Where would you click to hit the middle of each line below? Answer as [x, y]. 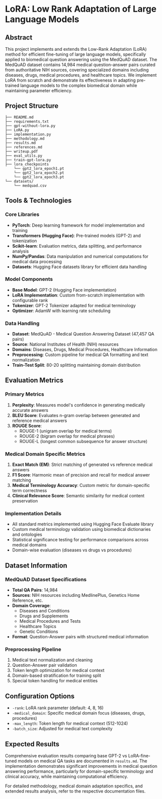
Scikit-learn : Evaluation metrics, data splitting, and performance [77, 246]
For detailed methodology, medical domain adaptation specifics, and [74, 786]
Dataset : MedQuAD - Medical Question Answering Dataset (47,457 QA [83, 334]
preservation [25, 501]
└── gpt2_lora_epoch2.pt [39, 173]
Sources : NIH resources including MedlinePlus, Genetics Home [76, 595]
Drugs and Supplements [44, 616]
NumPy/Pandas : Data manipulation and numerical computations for [80, 256]
